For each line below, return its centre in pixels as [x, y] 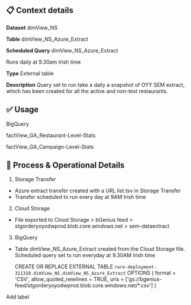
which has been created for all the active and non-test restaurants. [87, 91]
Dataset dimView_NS [32, 27]
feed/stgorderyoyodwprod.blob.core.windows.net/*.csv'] [84, 286]
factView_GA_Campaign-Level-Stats [50, 146]
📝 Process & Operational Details [65, 165]
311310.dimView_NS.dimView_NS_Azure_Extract [70, 274]
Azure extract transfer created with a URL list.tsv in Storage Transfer [98, 191]
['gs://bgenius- [144, 279]
